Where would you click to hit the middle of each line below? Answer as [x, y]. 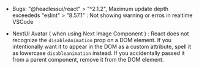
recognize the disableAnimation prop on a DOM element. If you [92, 40]
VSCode [23, 22]
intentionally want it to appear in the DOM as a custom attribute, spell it [102, 46]
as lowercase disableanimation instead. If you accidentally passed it [98, 53]
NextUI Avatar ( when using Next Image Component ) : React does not [100, 34]
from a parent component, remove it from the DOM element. [88, 60]
